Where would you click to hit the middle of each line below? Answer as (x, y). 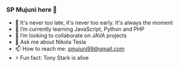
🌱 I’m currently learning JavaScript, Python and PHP (80, 29)
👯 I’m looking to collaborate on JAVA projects (71, 36)
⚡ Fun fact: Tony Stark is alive (52, 58)
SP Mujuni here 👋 (32, 10)
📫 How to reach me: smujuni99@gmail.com (70, 49)
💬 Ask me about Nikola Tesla (50, 42)
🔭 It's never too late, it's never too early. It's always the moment (94, 23)
